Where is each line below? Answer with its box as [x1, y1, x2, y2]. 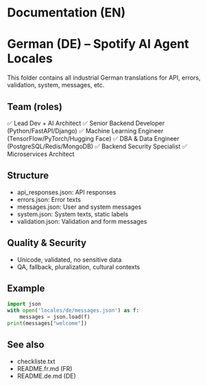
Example [7, 282, 45, 294]
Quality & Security [7, 237, 87, 249]
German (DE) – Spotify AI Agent [7, 36, 190, 52]
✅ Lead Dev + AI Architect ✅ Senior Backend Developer [7, 119, 165, 127]
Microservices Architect [7, 150, 75, 158]
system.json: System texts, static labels [16, 209, 129, 218]
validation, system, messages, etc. [7, 81, 105, 89]
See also [7, 339, 45, 351]
